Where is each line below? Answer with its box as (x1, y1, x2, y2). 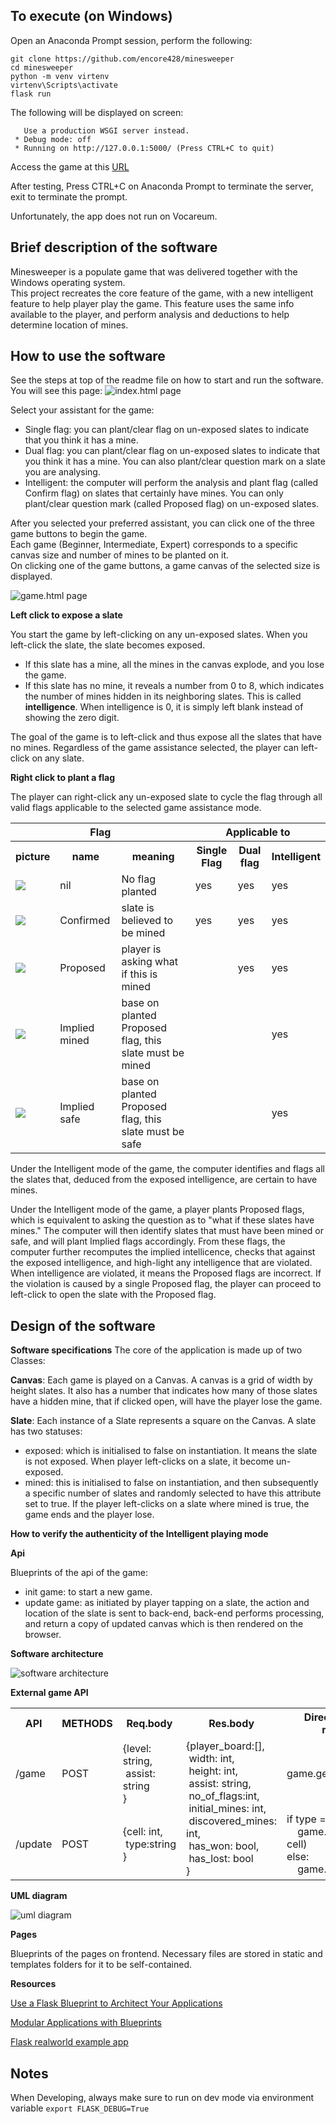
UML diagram (10, 1890, 68, 1902)
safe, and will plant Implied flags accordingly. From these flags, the (10, 1235, 286, 1248)
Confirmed (59, 914, 111, 928)
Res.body (208, 1717, 255, 1731)
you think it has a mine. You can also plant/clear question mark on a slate (24, 455, 326, 468)
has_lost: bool (188, 1852, 254, 1866)
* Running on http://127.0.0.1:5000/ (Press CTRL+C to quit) (14, 143, 275, 153)
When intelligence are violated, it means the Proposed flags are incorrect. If (10, 1267, 322, 1279)
